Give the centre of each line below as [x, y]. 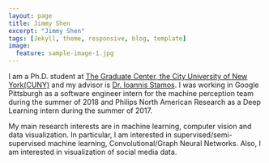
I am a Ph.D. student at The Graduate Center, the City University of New [128, 76]
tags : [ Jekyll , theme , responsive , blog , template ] [97, 38]
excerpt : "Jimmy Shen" [47, 31]
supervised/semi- [203, 135]
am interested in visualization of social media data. [93, 152]
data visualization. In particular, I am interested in [90, 135]
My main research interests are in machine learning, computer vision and [130, 126]
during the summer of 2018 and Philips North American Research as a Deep [135, 102]
